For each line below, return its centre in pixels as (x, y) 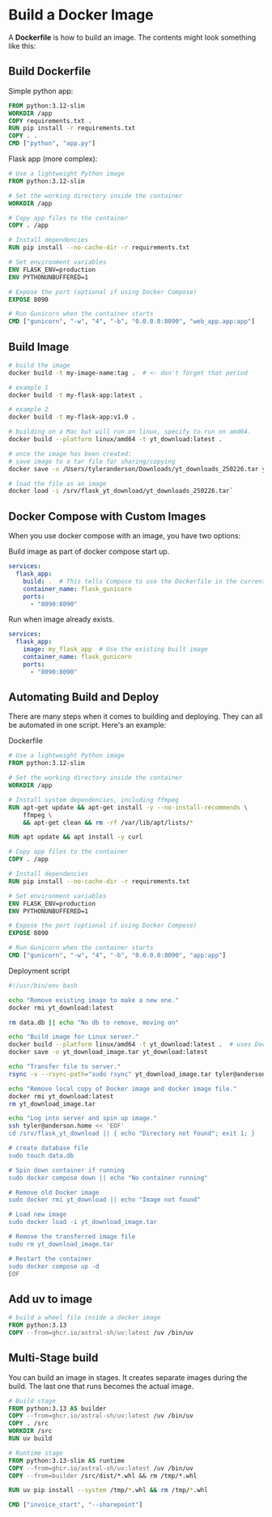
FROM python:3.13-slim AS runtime (67, 1460)
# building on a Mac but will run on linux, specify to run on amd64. (130, 432)
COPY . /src (28, 1424)
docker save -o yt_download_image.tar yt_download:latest (108, 1052)
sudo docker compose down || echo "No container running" (108, 1178)
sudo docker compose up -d (54, 1266)
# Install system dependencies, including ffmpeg (94, 800)
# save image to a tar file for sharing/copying (92, 461)
